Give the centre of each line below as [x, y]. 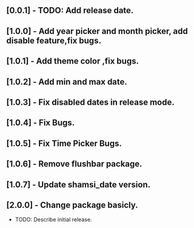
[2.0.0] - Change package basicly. [72, 205]
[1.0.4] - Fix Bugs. [40, 123]
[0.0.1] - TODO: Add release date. [70, 11]
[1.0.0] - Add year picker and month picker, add [97, 31]
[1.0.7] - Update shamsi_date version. [79, 184]
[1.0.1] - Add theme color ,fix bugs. [73, 61]
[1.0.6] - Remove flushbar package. [74, 164]
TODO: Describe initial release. [53, 220]
